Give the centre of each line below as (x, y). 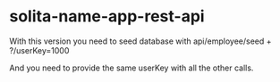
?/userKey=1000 (39, 50)
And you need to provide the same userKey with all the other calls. (132, 68)
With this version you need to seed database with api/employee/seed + (140, 41)
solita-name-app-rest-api (107, 16)
